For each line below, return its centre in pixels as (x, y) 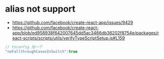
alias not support (40, 9)
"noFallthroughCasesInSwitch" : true (41, 51)
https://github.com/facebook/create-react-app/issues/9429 (73, 22)
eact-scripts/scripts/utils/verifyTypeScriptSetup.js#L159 (69, 38)
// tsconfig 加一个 (24, 47)
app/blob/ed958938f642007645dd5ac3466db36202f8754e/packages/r (85, 33)
